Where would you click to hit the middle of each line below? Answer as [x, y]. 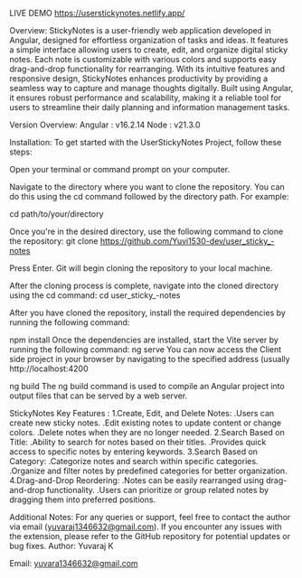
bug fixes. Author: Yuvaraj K [61, 546]
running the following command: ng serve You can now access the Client [146, 350]
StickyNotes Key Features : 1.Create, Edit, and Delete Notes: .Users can [142, 413]
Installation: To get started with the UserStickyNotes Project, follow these [146, 142]
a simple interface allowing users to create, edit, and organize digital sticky [149, 50]
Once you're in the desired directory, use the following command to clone [146, 231]
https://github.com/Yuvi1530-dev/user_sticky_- [187, 241]
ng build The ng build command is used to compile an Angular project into [147, 386]
